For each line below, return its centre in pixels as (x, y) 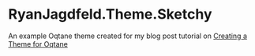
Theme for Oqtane (38, 44)
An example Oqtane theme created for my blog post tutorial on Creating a (127, 36)
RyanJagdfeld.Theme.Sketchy (110, 14)
